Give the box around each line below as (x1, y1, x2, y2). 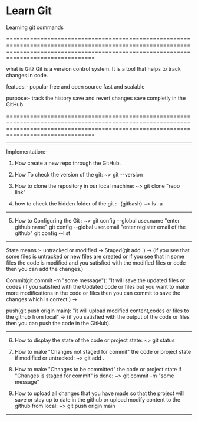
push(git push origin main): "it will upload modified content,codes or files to (6, 307, 190, 314)
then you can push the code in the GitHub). (6, 319, 111, 327)
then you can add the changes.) (6, 265, 84, 272)
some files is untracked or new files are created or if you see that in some (6, 253, 184, 260)
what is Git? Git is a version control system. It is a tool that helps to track (6, 65, 181, 72)
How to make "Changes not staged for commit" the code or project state (14, 348, 192, 355)
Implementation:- (6, 148, 48, 155)
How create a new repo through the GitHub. (14, 159, 121, 167)
